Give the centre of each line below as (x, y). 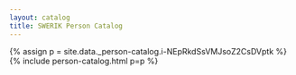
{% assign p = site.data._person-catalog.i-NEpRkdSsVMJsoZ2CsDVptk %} (148, 51)
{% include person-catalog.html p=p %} (84, 61)
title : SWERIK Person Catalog (66, 26)
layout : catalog (40, 17)
